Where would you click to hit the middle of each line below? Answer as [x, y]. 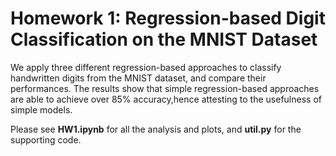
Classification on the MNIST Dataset [164, 39]
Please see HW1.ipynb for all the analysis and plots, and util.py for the [156, 129]
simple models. [41, 109]
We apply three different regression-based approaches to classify [146, 67]
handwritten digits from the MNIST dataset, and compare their [138, 78]
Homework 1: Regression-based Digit [168, 18]
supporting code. [46, 139]
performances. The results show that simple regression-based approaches [165, 88]
